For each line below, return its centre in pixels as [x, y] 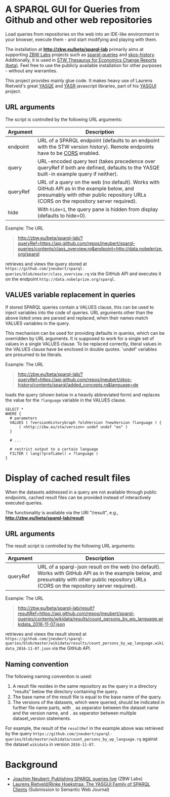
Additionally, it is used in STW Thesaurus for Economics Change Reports [81, 60]
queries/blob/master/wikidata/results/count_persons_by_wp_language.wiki [85, 643]
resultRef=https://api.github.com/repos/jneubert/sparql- [76, 613]
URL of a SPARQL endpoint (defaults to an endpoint [99, 140]
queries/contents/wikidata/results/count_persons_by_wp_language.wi [90, 619]
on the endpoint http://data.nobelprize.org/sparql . [60, 279]
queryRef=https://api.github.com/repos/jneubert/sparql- [76, 243]
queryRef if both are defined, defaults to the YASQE [99, 167]
